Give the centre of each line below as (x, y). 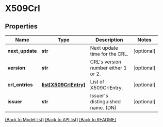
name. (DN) (103, 108)
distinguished (106, 102)
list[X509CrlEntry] (64, 85)
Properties (21, 26)
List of (97, 82)
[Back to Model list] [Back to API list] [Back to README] (61, 120)
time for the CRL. (109, 54)
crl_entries (20, 85)
